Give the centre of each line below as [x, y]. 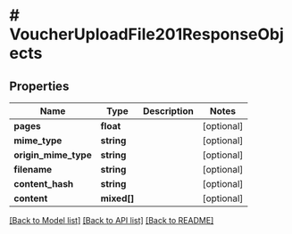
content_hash [44, 184]
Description [168, 111]
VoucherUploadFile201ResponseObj [146, 34]
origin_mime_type [53, 155]
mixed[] [117, 198]
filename [33, 169]
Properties [39, 86]
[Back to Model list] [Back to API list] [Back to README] [112, 220]
